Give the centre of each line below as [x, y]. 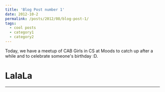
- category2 [22, 37]
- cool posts [23, 28]
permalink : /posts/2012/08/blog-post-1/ [47, 19]
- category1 [22, 32]
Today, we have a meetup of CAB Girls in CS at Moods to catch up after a [79, 51]
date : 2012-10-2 [22, 14]
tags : [11, 23]
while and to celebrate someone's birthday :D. [52, 56]
